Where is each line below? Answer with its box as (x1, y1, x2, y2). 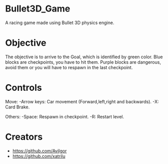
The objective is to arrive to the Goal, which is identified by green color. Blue (5, 54, 163, 60)
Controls (5, 82, 42, 93)
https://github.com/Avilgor (12, 147, 67, 153)
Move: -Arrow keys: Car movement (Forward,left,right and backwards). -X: (5, 98, 159, 104)
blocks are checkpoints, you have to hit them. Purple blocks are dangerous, (5, 59, 161, 65)
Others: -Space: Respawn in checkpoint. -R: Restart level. (5, 113, 124, 119)
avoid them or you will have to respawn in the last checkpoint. (5, 64, 133, 70)
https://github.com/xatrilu (12, 153, 66, 159)
